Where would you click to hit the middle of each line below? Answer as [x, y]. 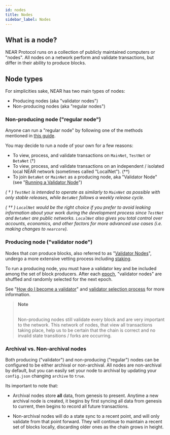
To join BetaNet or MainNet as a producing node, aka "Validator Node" [85, 177]
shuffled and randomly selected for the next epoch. [59, 279]
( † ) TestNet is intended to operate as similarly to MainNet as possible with [83, 192]
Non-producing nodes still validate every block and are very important [91, 319]
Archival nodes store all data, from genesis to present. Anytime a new [86, 395]
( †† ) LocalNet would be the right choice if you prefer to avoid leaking [78, 207]
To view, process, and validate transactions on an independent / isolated [88, 166]
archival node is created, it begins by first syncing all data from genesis [87, 401]
